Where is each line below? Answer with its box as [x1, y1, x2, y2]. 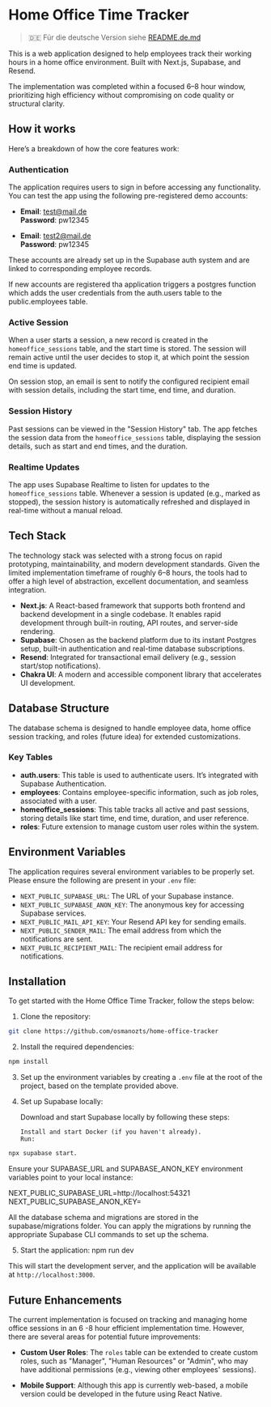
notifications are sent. [19, 933, 93, 944]
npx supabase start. [8, 1150, 78, 1158]
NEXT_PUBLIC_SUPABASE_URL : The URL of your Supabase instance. [19, 891, 235, 900]
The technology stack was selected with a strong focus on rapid [8, 550, 222, 560]
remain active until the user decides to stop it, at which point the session [8, 352, 250, 362]
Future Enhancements [8, 1293, 123, 1307]
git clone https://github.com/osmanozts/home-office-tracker [8, 1027, 219, 1035]
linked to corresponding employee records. [8, 264, 152, 274]
